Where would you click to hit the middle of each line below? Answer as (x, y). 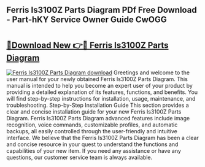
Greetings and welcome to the (152, 72)
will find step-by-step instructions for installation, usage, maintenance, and (101, 99)
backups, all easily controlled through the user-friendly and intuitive (92, 131)
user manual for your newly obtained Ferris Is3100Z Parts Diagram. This (97, 79)
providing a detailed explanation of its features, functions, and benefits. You (102, 92)
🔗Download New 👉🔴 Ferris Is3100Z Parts (87, 45)
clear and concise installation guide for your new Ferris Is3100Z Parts (94, 112)
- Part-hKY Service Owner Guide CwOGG (87, 20)
